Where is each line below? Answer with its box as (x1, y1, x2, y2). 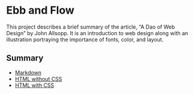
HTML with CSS (14, 82, 54, 89)
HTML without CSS (14, 75, 62, 82)
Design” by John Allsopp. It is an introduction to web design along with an (6, 29, 189, 36)
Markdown (14, 69, 42, 76)
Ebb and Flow (6, 4, 75, 17)
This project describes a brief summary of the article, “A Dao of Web (6, 23, 175, 30)
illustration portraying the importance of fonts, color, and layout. (6, 36, 163, 43)
